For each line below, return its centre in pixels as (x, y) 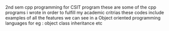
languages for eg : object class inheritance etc (54, 23)
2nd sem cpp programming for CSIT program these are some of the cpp (81, 7)
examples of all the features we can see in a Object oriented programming (83, 18)
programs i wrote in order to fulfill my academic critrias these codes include (85, 12)
